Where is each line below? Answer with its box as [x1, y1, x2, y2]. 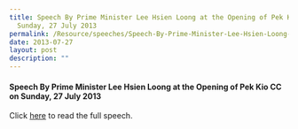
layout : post [9, 46, 58, 55]
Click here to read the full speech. [9, 110, 133, 121]
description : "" [9, 54, 69, 63]
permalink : [9, 29, 50, 38]
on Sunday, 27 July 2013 [9, 90, 102, 102]
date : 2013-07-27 [9, 37, 74, 47]
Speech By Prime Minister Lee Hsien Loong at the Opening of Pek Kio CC [9, 81, 282, 92]
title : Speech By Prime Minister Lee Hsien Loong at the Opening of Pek [9, 12, 284, 22]
